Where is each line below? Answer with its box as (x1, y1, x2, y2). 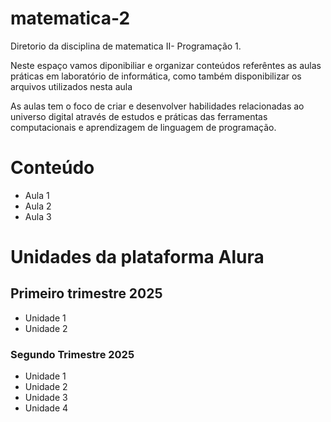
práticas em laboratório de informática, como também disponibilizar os (10, 70, 302, 82)
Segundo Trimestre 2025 (10, 347, 135, 361)
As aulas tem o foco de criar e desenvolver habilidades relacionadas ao (10, 100, 305, 112)
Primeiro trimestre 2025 (10, 285, 163, 302)
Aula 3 (24, 210, 52, 222)
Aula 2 (24, 200, 52, 212)
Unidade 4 (24, 402, 69, 414)
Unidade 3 (24, 392, 68, 404)
